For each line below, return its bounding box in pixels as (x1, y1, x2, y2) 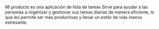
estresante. (5, 19, 28, 25)
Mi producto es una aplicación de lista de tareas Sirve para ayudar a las (5, 4, 148, 10)
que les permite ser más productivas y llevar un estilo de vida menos (5, 14, 143, 20)
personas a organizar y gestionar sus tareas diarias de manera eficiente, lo (5, 9, 155, 15)
